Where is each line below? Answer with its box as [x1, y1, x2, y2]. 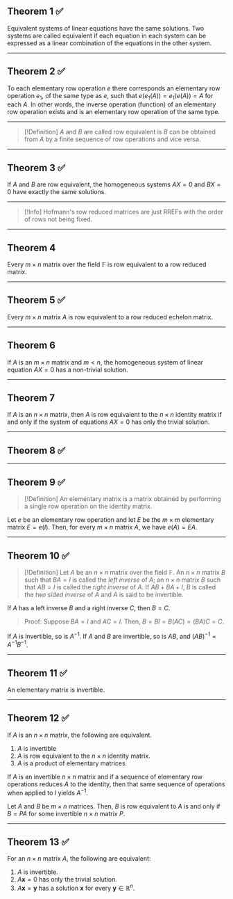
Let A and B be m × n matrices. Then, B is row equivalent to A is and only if [7, 802, 221, 810]
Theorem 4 [7, 241, 56, 253]
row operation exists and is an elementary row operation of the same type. [7, 108, 221, 116]
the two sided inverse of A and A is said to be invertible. [24, 590, 184, 598]
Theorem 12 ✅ [7, 713, 69, 724]
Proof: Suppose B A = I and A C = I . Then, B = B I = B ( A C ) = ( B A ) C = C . [24, 617, 225, 626]
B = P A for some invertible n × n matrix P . [7, 809, 126, 818]
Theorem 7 [7, 392, 55, 404]
